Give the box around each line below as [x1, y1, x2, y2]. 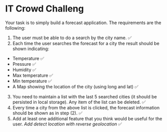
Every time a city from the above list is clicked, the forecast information [12, 104, 160, 110]
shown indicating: [12, 46, 49, 52]
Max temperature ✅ [12, 72, 54, 78]
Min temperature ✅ [12, 78, 52, 84]
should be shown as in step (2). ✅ [12, 110, 83, 116]
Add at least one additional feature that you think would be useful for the [12, 115, 162, 121]
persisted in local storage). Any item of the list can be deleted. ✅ [12, 99, 146, 105]
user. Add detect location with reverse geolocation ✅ [12, 121, 122, 127]
